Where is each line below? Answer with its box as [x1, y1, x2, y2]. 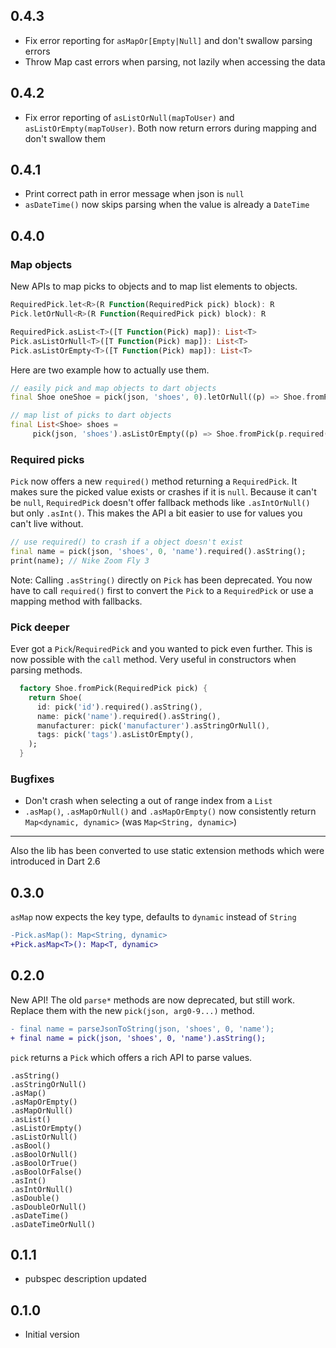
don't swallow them [24, 132, 107, 144]
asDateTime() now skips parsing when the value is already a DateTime [24, 199, 310, 211]
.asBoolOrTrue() [10, 1158, 78, 1168]
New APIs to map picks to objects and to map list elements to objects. [10, 280, 298, 293]
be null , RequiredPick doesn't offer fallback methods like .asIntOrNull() [10, 497, 311, 509]
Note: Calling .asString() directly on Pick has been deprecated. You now [10, 574, 313, 586]
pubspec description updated [24, 1273, 147, 1285]
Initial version [24, 1329, 80, 1341]
